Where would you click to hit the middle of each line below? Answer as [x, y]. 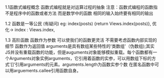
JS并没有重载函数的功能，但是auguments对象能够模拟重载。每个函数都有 [79, 52]
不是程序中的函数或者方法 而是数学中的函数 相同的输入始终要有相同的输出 [79, 13]
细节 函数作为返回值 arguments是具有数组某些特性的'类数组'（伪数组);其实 [80, 46]
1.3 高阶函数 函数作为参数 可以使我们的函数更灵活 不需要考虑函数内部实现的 [81, 40]
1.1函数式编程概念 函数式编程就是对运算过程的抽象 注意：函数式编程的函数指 [82, 7]
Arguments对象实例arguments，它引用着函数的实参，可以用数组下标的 [80, 58]
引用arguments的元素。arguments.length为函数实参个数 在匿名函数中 [85, 64]
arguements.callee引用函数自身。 [47, 70]
